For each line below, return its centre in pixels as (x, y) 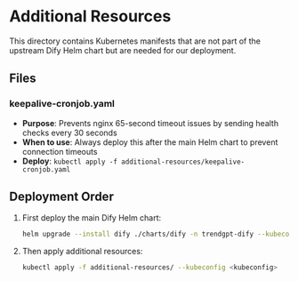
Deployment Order (61, 197)
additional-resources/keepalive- (183, 162)
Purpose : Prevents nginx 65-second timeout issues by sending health (150, 123)
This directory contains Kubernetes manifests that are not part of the (135, 41)
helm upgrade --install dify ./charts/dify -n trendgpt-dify (138, 234)
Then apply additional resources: (82, 252)
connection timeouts (60, 151)
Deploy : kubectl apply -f (70, 161)
